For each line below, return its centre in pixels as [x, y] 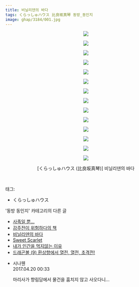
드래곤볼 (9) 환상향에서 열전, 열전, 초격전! [54, 252]
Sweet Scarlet [27, 240]
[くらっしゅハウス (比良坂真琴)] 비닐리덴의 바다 [86, 168]
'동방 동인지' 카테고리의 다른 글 [36, 211]
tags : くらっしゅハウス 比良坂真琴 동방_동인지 [49, 15]
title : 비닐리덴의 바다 [27, 10]
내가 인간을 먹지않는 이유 [37, 246]
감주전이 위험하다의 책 [35, 228]
